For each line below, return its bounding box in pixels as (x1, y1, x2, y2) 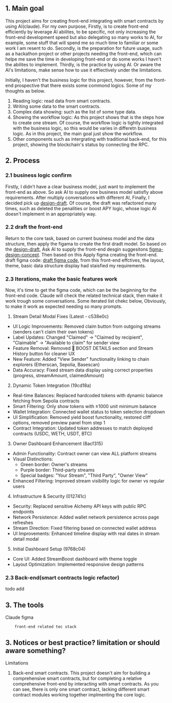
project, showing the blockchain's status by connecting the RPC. (12, 141, 149, 147)
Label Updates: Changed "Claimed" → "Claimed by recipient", (12, 334, 143, 341)
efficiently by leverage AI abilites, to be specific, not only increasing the (5, 28, 156, 35)
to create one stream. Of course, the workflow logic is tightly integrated (12, 119, 164, 125)
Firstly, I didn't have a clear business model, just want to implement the (5, 183, 155, 190)
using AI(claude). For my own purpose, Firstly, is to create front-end (5, 23, 148, 29)
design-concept (5, 251, 39, 257)
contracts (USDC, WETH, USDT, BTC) (12, 431, 92, 437)
